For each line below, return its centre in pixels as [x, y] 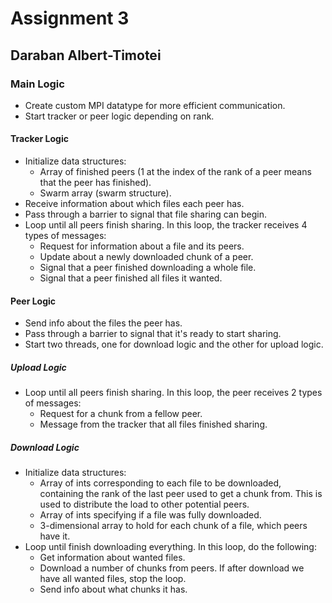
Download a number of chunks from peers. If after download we [172, 568]
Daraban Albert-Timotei [86, 55]
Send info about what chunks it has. [113, 589]
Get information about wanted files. [112, 558]
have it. [55, 536]
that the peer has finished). [95, 183]
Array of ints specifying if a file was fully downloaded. [150, 515]
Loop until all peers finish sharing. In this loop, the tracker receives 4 [166, 225]
